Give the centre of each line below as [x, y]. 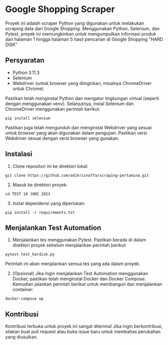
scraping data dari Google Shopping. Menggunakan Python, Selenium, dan [82, 28]
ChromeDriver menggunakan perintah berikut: [53, 109]
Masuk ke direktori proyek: [40, 185]
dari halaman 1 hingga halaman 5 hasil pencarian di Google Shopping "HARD [84, 39]
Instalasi [19, 154]
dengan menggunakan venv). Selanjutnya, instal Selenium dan [69, 104]
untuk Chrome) [28, 89]
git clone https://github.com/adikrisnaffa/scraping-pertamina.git [77, 175]
